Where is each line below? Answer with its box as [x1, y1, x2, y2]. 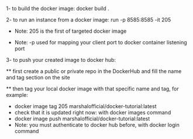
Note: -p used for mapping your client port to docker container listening [14, 39, 187, 46]
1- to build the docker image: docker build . [6, 5, 109, 12]
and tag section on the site [6, 74, 70, 81]
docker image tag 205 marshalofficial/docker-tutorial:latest [14, 103, 157, 110]
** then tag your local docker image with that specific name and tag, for [6, 85, 180, 92]
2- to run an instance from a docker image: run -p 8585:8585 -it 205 [6, 16, 171, 23]
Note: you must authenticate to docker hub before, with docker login [14, 121, 180, 128]
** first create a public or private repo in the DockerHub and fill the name [6, 68, 182, 75]
